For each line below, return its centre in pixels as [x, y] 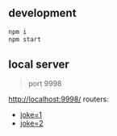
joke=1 [31, 115]
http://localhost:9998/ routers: [58, 99]
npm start [25, 39]
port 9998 [45, 84]
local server [39, 64]
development [42, 13]
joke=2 [31, 123]
